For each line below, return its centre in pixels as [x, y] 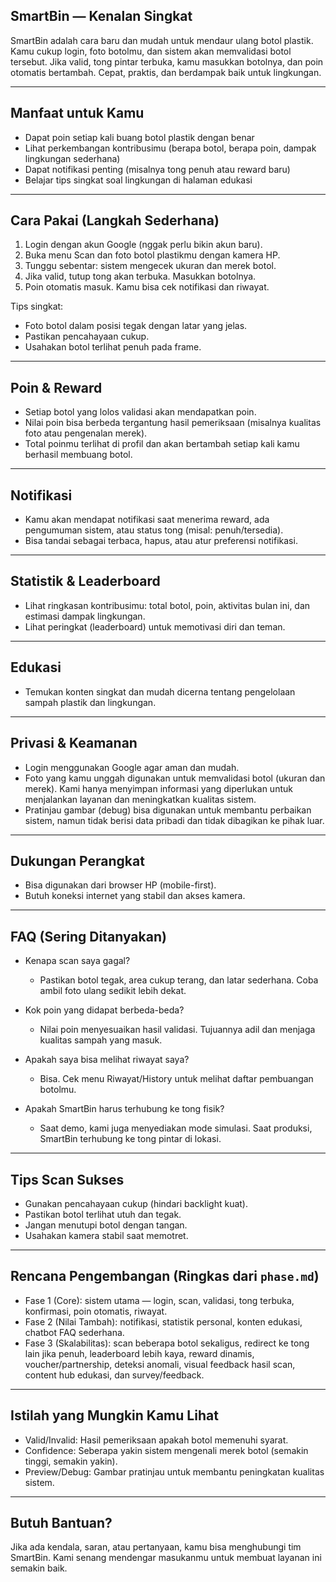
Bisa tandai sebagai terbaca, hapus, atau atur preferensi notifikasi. [161, 541]
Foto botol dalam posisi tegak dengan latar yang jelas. [136, 326]
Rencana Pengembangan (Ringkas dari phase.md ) [165, 1276]
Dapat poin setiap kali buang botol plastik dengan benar [139, 137]
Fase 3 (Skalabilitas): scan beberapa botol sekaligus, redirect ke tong [167, 1343]
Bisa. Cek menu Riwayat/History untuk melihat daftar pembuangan [176, 1079]
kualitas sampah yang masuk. [101, 1040]
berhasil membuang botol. [78, 455]
